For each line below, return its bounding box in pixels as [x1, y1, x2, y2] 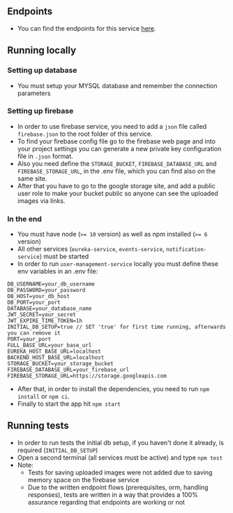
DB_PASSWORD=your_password [7, 287, 86, 294]
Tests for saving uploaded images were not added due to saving [27, 468, 213, 477]
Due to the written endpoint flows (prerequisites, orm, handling [27, 483, 209, 491]
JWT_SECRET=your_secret [7, 311, 77, 318]
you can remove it [7, 330, 61, 337]
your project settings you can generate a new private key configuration [17, 144, 222, 153]
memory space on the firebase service [27, 475, 140, 484]
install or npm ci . [17, 392, 70, 401]
